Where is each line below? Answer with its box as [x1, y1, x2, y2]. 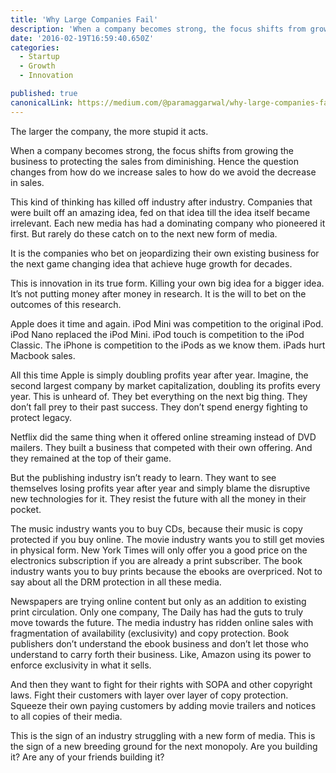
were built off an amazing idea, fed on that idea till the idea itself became [10, 206, 311, 218]
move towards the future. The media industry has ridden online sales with [10, 616, 314, 628]
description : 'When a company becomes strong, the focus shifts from [10, 24, 307, 34]
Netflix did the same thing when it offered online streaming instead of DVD [10, 431, 317, 443]
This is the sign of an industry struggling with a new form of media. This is [10, 729, 316, 741]
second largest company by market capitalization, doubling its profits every [10, 379, 321, 391]
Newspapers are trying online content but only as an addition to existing [10, 595, 307, 607]
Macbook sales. [10, 349, 76, 361]
